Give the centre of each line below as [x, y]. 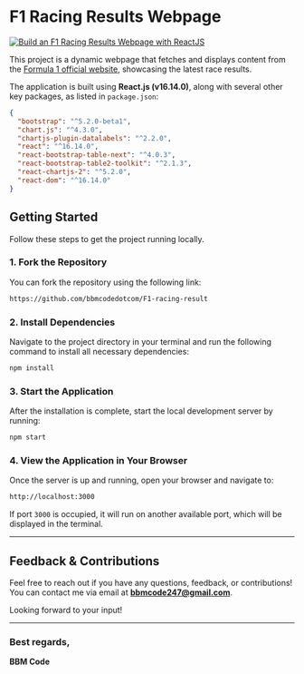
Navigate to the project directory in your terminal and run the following [140, 341]
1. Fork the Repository [58, 262]
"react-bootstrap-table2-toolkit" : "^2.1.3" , [105, 164]
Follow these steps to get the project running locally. [107, 239]
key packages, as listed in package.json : [84, 96]
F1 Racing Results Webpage [115, 17]
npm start [28, 437]
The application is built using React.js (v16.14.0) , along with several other [146, 86]
